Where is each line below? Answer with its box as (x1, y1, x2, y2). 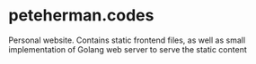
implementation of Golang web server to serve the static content (8, 44, 248, 54)
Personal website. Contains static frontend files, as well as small (8, 35, 246, 45)
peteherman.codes (8, 5, 154, 26)
